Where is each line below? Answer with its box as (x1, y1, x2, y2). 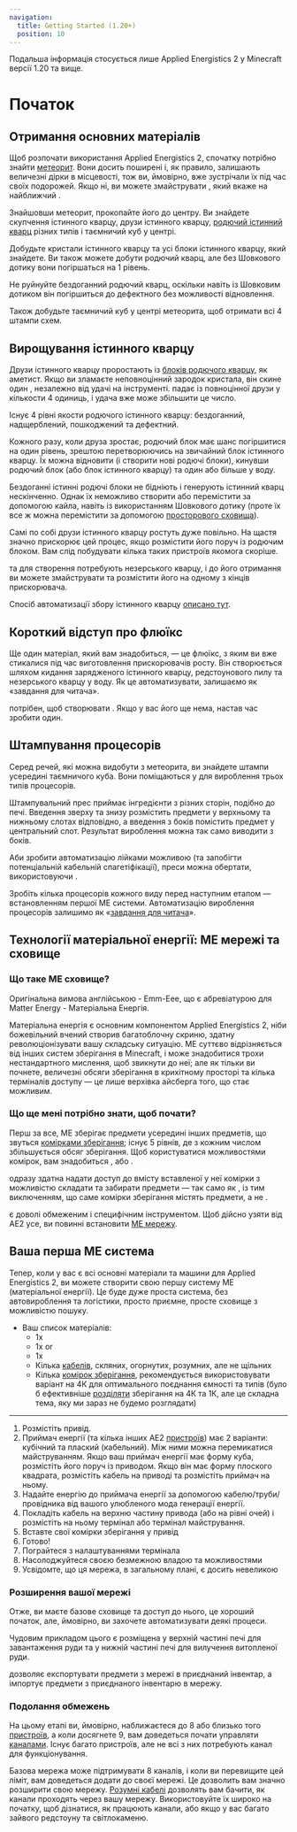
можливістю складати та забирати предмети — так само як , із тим (9, 1182, 265, 1193)
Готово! (21, 1536, 51, 1546)
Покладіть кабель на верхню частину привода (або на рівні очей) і (21, 1507, 275, 1518)
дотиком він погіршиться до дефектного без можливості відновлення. (9, 289, 275, 299)
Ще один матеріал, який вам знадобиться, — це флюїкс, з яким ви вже (9, 648, 278, 658)
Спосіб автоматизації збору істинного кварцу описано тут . (9, 599, 232, 610)
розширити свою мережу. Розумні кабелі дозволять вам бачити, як (9, 1784, 265, 1795)
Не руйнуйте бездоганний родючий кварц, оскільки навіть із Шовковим (9, 280, 281, 290)
